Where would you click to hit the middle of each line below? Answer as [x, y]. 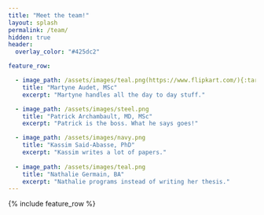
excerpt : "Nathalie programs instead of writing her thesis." [126, 181]
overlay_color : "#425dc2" [58, 52]
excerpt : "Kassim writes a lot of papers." [95, 152]
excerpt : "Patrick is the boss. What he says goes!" [110, 124]
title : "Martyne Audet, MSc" [70, 87]
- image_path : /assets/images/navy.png [81, 138]
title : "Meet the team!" [49, 15]
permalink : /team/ [38, 30]
